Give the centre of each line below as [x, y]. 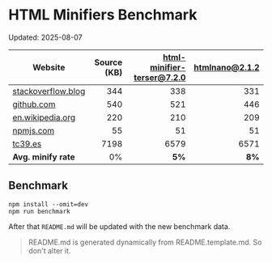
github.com [34, 104]
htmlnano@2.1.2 [227, 67]
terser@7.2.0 [159, 77]
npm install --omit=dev [49, 204]
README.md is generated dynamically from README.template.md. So [145, 242]
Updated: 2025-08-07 [45, 37]
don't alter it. [49, 250]
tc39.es [27, 143]
